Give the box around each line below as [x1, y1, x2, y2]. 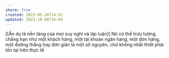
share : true [5, 7, 31, 13]
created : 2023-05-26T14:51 [5, 12, 63, 17]
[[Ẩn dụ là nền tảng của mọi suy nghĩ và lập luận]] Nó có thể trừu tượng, [5, 31, 157, 37]
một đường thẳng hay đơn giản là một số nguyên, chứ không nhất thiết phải [5, 42, 164, 48]
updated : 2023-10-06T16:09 [5, 17, 63, 22]
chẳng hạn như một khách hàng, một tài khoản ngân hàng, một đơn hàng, [5, 36, 160, 42]
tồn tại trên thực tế [5, 47, 45, 53]
